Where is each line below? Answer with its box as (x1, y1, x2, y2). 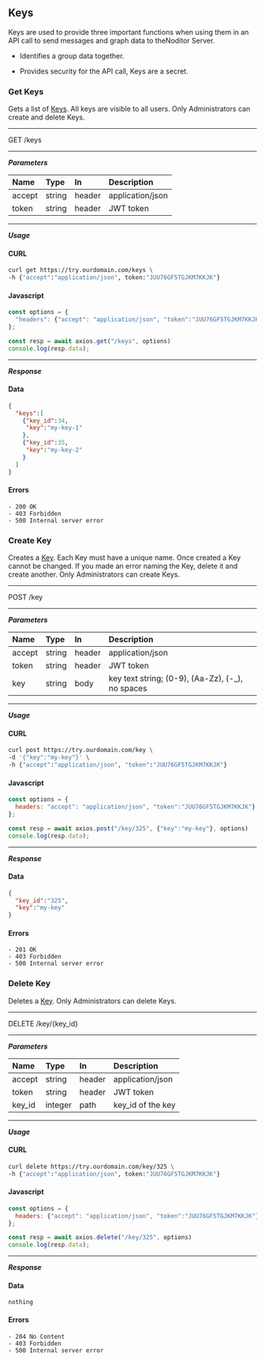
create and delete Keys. (8, 112, 85, 122)
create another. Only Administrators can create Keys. (8, 569, 180, 580)
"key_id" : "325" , (15, 897, 69, 905)
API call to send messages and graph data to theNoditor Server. (8, 36, 215, 45)
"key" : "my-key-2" (25, 446, 83, 454)
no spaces (108, 683, 147, 694)
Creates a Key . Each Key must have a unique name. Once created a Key (8, 553, 241, 562)
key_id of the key (113, 1099, 176, 1110)
